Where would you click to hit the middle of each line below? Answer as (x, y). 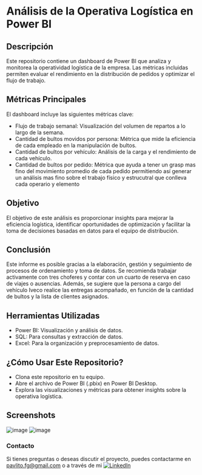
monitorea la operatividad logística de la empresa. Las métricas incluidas (97, 67)
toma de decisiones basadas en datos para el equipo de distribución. (93, 231)
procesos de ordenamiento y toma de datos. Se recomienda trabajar (92, 271)
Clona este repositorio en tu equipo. (60, 377)
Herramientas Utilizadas (53, 316)
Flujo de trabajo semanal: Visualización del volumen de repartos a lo (100, 126)
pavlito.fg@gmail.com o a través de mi (54, 465)
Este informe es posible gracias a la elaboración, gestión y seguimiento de (99, 264)
